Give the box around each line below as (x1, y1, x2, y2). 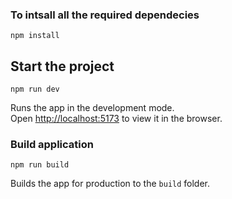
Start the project (10, 58, 115, 75)
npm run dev (10, 84, 60, 95)
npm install (10, 31, 60, 41)
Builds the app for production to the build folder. (10, 178, 211, 190)
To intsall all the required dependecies (10, 8, 200, 22)
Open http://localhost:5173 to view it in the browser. (10, 113, 223, 125)
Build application (10, 138, 94, 152)
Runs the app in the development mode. (10, 102, 175, 114)
